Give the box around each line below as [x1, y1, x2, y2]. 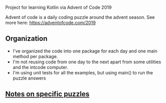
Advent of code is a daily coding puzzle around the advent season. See [5, 14, 155, 20]
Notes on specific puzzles [5, 90, 90, 98]
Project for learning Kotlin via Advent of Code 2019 [5, 5, 112, 10]
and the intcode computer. [12, 64, 69, 70]
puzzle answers [12, 75, 46, 81]
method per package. [12, 53, 58, 59]
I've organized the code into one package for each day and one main [12, 48, 158, 54]
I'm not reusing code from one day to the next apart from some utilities [12, 59, 161, 65]
